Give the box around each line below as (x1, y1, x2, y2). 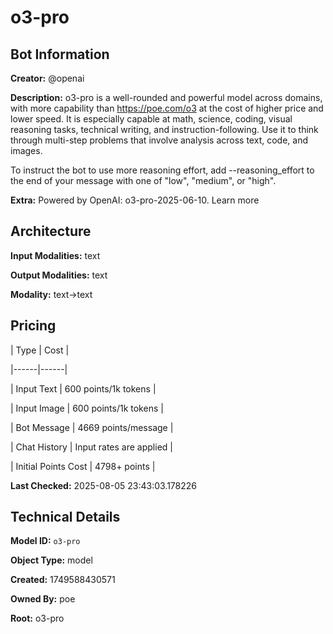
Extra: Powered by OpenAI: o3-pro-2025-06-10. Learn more (10, 194, 260, 206)
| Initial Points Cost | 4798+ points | (10, 460, 156, 472)
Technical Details (10, 509, 121, 526)
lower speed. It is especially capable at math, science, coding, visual (10, 113, 293, 125)
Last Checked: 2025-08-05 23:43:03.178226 (10, 479, 197, 491)
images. (10, 145, 43, 156)
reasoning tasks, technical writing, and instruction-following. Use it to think (10, 124, 319, 135)
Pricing (10, 317, 57, 335)
